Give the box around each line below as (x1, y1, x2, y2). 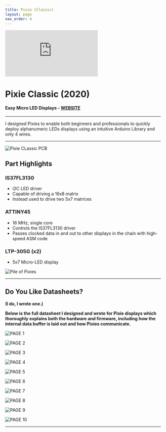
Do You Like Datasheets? (5, 288, 83, 296)
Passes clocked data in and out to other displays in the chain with (12, 230, 146, 236)
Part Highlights (5, 160, 52, 168)
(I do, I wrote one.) (5, 301, 43, 306)
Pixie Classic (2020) (5, 88, 90, 99)
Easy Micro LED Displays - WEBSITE (5, 105, 81, 111)
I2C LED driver (12, 186, 42, 192)
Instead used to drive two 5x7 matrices (12, 196, 92, 202)
